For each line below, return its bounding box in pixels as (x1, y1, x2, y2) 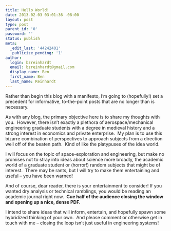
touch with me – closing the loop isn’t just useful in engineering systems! (5, 220, 159, 226)
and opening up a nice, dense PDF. (5, 199, 81, 205)
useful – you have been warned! (5, 173, 73, 179)
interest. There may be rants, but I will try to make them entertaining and (5, 167, 160, 173)
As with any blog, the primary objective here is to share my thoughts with (5, 114, 160, 120)
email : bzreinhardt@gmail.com (10, 65, 74, 70)
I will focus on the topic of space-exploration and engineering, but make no (5, 151, 164, 157)
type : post (5, 22, 29, 27)
